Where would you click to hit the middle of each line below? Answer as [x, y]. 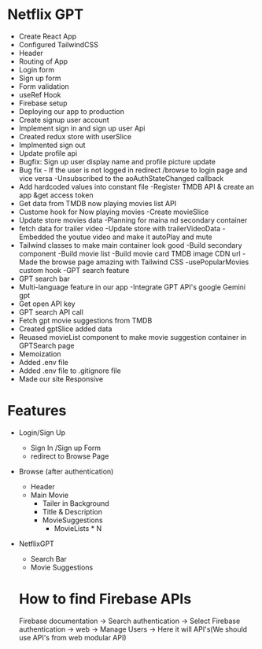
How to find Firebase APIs [105, 599]
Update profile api [48, 153]
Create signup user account [64, 120]
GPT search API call [51, 312]
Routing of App [43, 61]
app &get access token [56, 195]
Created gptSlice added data [65, 329]
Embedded [37, 237]
